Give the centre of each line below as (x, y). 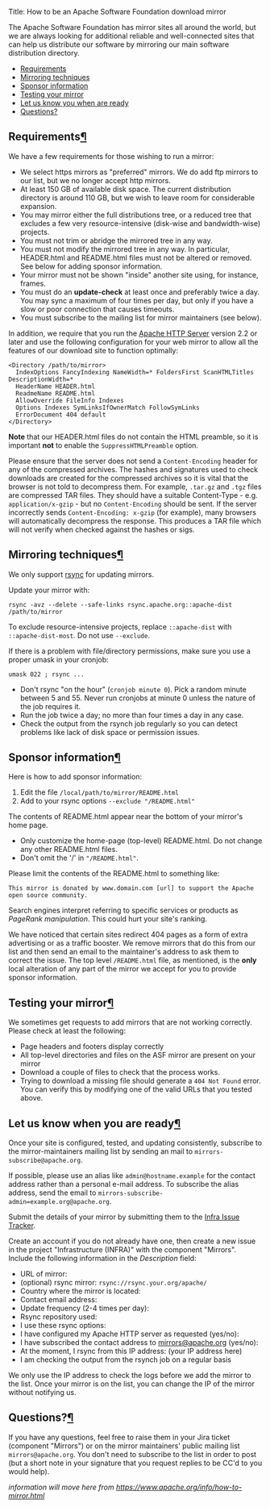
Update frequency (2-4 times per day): (84, 1308)
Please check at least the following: (67, 1031)
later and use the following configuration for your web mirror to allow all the (134, 341)
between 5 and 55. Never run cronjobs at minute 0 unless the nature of (138, 698)
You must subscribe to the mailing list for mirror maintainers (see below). (141, 317)
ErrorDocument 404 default (61, 415)
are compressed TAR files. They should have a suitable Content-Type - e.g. (133, 495)
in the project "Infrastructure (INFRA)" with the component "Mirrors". (122, 1250)
